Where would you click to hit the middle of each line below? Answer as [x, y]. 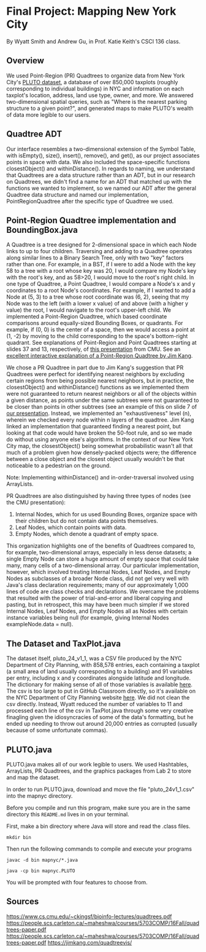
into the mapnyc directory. [40, 796]
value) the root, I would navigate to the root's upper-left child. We [89, 310]
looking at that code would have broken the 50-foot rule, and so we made [99, 433]
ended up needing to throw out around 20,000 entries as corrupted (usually [102, 724]
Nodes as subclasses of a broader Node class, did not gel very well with [97, 578]
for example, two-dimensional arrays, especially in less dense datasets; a [99, 553]
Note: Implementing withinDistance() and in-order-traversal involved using [100, 478]
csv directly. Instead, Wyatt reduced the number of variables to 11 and [94, 704]
